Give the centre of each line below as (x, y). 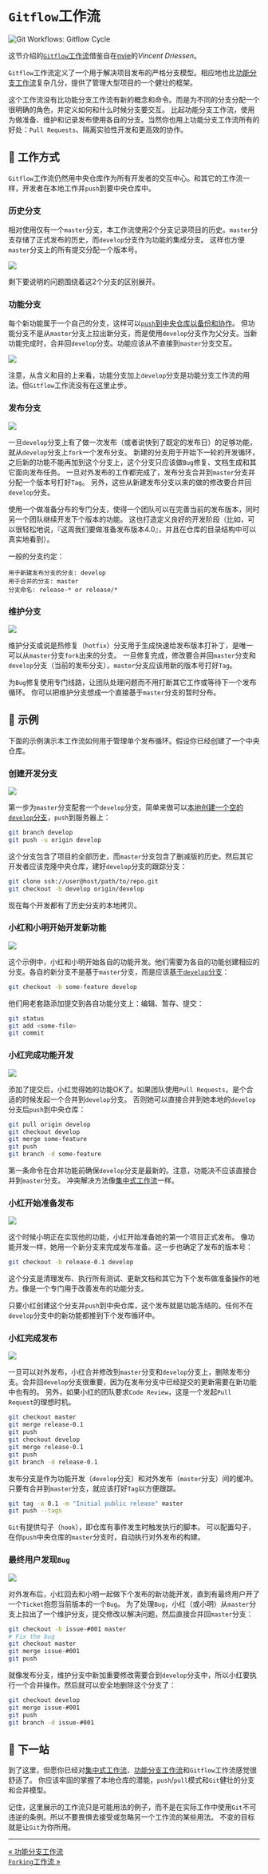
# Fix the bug (32, 1636)
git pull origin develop (49, 1124)
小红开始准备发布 (41, 1203)
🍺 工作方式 (34, 157)
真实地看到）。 (31, 539)
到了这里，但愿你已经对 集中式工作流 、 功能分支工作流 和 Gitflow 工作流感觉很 (133, 1770)
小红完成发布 (33, 1339)
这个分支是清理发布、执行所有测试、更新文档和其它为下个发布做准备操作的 (130, 1279)
